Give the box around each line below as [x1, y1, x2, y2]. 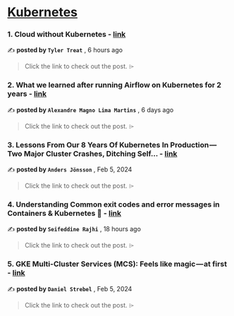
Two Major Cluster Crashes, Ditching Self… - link [7, 149, 178, 159]
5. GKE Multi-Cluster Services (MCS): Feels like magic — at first [7, 259, 228, 269]
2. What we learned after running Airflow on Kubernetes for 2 [7, 80, 222, 90]
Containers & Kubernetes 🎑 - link [7, 209, 122, 218]
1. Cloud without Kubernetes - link [7, 30, 126, 39]
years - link [7, 89, 47, 99]
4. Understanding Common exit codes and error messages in [7, 200, 220, 209]
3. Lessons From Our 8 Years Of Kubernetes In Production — [7, 140, 217, 150]
